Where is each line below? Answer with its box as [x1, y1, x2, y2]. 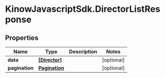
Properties [5, 34, 39, 42]
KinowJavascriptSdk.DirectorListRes [5, 3, 161, 15]
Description [69, 48, 98, 55]
